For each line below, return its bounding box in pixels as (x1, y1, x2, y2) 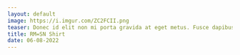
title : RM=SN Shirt (7, 30, 66, 38)
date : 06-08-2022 (7, 37, 59, 44)
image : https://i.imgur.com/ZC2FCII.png (7, 17, 130, 24)
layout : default (7, 10, 56, 18)
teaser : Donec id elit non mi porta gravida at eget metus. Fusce (7, 24, 209, 31)
